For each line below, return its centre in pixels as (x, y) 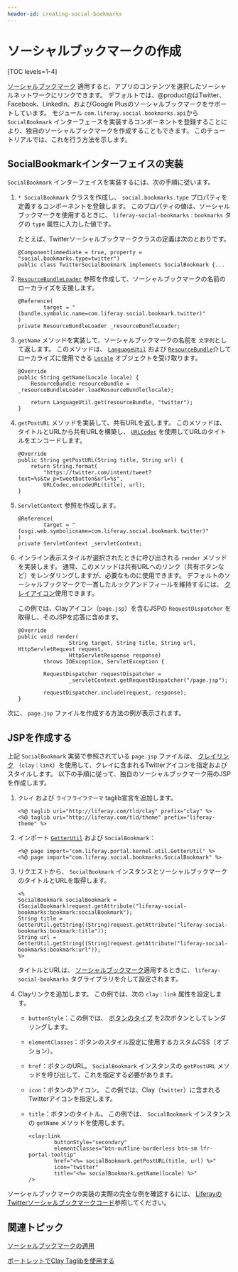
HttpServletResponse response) (115, 656)
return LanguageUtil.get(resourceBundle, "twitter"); (112, 403)
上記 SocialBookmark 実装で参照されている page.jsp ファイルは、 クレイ (112, 756)
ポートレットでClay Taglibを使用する (61, 1261)
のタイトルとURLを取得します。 (64, 881)
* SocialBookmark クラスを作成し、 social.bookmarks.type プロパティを (123, 197)
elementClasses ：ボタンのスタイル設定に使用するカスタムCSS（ (122, 1042)
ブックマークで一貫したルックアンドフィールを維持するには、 (132, 585)
